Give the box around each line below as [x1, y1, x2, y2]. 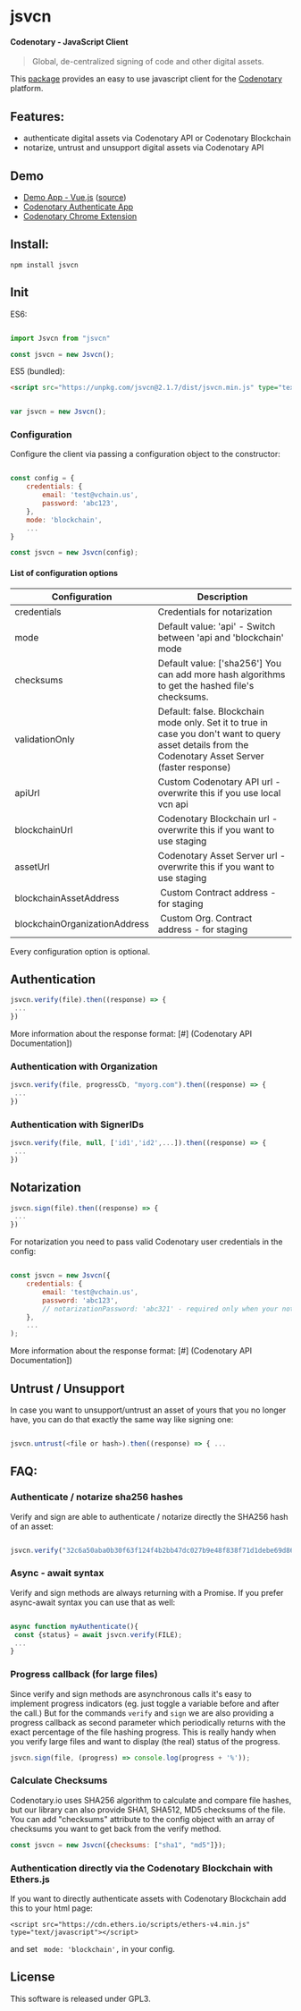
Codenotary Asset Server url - [157, 849, 287, 861]
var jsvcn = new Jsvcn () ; [10, 407, 106, 417]
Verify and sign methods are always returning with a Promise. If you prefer [10, 1587, 284, 1598]
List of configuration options [10, 567, 119, 578]
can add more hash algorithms [157, 668, 286, 681]
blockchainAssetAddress [14, 892, 120, 904]
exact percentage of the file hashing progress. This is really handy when [10, 1727, 276, 1737]
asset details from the [157, 738, 249, 751]
